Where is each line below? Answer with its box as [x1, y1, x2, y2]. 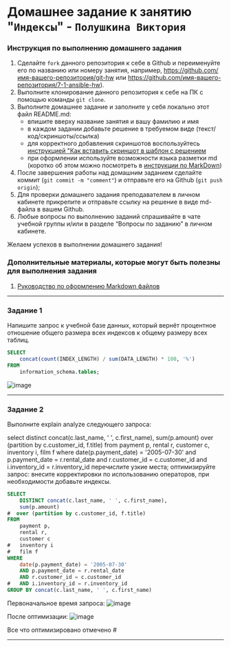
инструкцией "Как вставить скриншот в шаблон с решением [27, 147, 206, 155]
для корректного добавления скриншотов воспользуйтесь [27, 139, 201, 148]
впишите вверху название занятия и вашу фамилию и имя [27, 118, 199, 126]
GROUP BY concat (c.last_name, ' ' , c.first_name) [7, 586, 153, 593]
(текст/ [195, 125, 217, 133]
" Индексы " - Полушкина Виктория [7, 19, 186, 34]
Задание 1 [7, 306, 43, 315]
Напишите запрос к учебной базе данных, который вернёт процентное [7, 321, 217, 330]
